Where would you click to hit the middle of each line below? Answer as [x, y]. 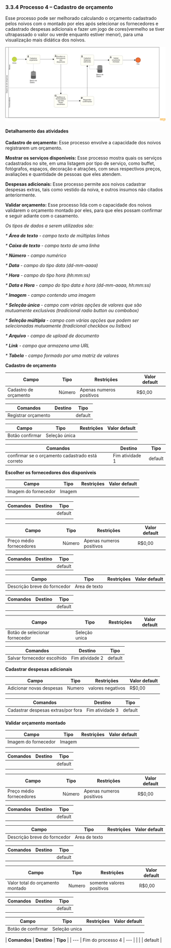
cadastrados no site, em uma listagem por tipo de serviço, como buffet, [80, 163]
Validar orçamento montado [36, 723]
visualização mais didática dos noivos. [46, 40]
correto [15, 461]
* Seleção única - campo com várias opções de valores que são [74, 305]
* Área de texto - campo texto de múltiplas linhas [58, 235]
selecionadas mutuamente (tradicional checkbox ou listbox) [68, 325]
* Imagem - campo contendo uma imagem [50, 295]
